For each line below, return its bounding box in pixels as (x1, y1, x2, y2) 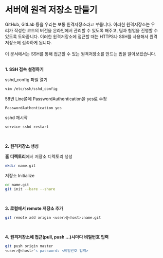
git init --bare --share (5, 187, 55, 192)
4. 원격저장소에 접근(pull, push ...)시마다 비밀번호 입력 (5, 234, 109, 240)
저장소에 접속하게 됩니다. (5, 39, 52, 45)
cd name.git (5, 182, 29, 187)
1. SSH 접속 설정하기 (5, 66, 44, 72)
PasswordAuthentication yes (5, 105, 62, 110)
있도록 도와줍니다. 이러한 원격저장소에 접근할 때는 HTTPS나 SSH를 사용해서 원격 (5, 34, 158, 39)
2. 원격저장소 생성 (5, 143, 39, 149)
